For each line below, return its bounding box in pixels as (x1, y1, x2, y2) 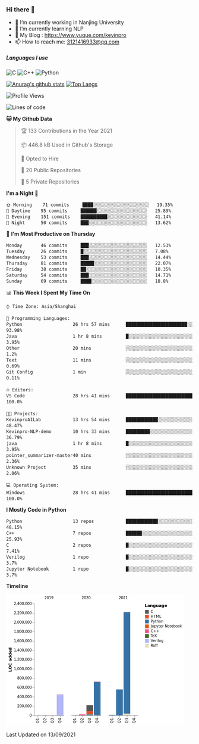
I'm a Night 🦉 (6, 190, 39, 197)
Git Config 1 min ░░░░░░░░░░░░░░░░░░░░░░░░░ (6, 369, 193, 375)
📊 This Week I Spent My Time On (6, 289, 90, 297)
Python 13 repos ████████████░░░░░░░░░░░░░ (6, 518, 193, 525)
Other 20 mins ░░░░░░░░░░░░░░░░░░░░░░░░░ (6, 345, 193, 351)
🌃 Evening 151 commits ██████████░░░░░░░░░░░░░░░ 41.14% (6, 214, 171, 220)
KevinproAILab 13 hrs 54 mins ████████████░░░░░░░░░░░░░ (6, 417, 193, 423)
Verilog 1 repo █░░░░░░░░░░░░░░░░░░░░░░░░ (6, 554, 193, 561)
